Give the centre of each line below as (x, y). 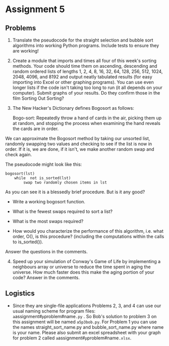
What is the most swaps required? (48, 221)
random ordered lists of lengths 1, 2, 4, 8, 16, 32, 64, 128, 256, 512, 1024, (88, 71)
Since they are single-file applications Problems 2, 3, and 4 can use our (87, 306)
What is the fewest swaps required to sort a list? (62, 211)
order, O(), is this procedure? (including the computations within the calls (88, 236)
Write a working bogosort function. (49, 202)
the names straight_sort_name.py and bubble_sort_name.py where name (88, 327)
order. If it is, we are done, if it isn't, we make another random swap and (80, 149)
